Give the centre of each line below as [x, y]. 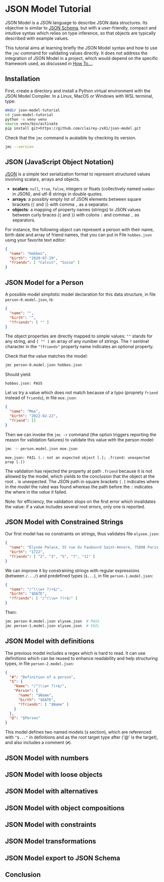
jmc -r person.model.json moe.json [41, 449]
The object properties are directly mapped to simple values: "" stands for [79, 336]
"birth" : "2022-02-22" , [34, 416]
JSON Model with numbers [47, 758]
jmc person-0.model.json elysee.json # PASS [52, 621]
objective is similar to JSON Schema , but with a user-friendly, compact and [81, 28]
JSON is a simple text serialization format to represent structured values [78, 174]
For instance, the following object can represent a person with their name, [80, 229]
